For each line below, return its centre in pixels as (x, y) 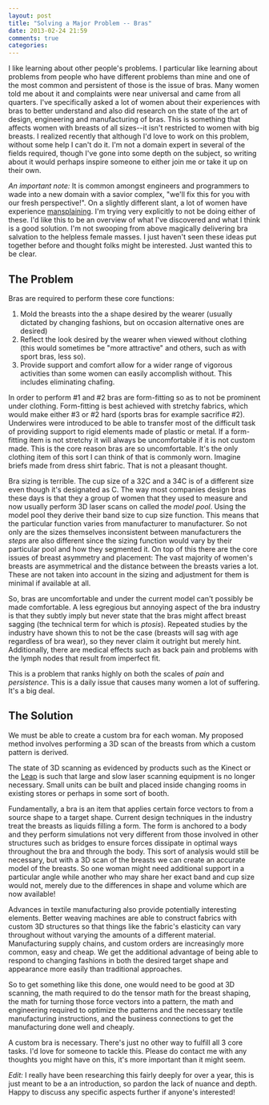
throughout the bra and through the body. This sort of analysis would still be (134, 851)
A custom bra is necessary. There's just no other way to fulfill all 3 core (126, 1043)
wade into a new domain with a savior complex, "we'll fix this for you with (129, 195)
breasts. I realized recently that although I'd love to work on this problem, (129, 136)
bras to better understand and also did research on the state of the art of (128, 111)
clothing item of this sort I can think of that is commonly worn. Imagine (124, 456)
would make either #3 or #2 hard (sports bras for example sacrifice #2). (127, 414)
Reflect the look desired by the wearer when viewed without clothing (133, 339)
